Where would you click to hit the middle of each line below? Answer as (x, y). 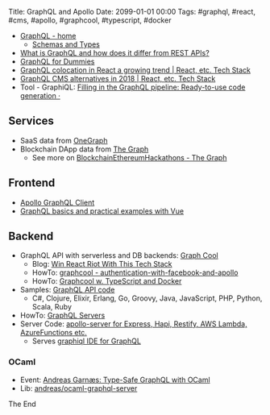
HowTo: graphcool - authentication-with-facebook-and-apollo (135, 272)
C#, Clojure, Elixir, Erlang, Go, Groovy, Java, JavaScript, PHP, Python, (147, 298)
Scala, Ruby (52, 307)
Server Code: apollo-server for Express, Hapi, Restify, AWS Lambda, (133, 324)
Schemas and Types (66, 44)
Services (31, 121)
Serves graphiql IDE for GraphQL (86, 341)
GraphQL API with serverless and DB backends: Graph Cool (119, 255)
